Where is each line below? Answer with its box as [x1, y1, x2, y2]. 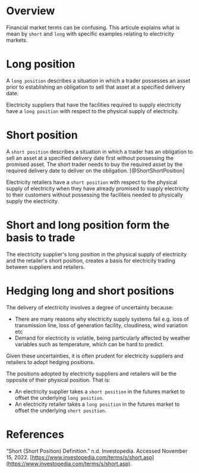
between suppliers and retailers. [6, 263, 85, 270]
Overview [6, 4, 55, 18]
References [6, 427, 64, 441]
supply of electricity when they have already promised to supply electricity [6, 184, 189, 192]
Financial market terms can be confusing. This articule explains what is [6, 24, 180, 31]
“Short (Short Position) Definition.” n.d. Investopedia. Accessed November [6, 447, 188, 455]
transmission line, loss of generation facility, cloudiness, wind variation [14, 321, 188, 328]
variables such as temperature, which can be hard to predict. [14, 340, 165, 347]
